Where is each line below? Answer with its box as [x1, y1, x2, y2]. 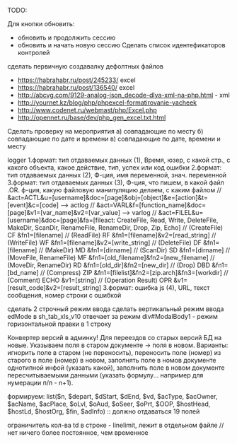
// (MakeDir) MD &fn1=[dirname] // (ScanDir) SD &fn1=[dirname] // [38, 246, 231, 254]
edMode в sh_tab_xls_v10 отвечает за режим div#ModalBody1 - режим [7, 312, 218, 320]
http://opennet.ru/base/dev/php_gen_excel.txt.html [17, 113, 166, 122]
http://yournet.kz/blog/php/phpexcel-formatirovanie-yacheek [17, 98, 197, 107]
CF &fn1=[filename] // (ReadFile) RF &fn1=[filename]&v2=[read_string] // [7, 231, 216, 239]
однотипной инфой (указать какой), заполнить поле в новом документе [7, 363, 225, 372]
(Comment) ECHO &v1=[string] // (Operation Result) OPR [7, 276, 172, 284]
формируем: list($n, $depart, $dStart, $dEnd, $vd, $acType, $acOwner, [7, 392, 218, 400]
